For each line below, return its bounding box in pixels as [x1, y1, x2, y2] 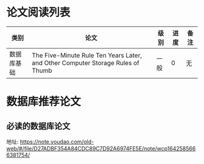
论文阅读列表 [6, 5, 71, 19]
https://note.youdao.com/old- [19, 138, 94, 145]
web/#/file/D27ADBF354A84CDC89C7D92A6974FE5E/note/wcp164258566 [6, 145, 196, 152]
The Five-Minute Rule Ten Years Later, [32, 51, 143, 60]
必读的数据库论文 [6, 121, 70, 131]
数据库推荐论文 [6, 95, 81, 109]
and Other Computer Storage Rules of [32, 58, 140, 67]
